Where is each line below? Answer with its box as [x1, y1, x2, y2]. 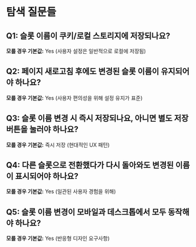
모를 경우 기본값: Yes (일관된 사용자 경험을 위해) [6, 188, 116, 195]
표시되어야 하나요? [15, 171, 79, 181]
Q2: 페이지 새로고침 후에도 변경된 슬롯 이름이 [6, 66, 159, 77]
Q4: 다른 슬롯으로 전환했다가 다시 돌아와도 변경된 [6, 160, 174, 170]
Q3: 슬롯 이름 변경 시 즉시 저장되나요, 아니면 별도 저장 [6, 113, 189, 123]
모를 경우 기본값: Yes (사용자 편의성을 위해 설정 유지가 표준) [6, 94, 143, 101]
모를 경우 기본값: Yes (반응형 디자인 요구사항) [6, 235, 110, 242]
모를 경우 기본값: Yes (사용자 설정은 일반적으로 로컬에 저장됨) [6, 48, 146, 54]
